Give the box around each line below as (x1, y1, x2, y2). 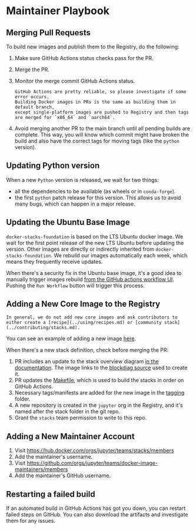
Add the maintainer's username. (14, 453, 93, 461)
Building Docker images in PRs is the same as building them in (14, 99, 176, 105)
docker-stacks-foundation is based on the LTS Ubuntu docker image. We (6, 233, 184, 240)
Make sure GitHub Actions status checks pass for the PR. (14, 55, 154, 61)
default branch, (14, 104, 55, 110)
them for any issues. (6, 517, 56, 525)
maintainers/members (14, 466, 68, 473)
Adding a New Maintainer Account (6, 431, 135, 441)
